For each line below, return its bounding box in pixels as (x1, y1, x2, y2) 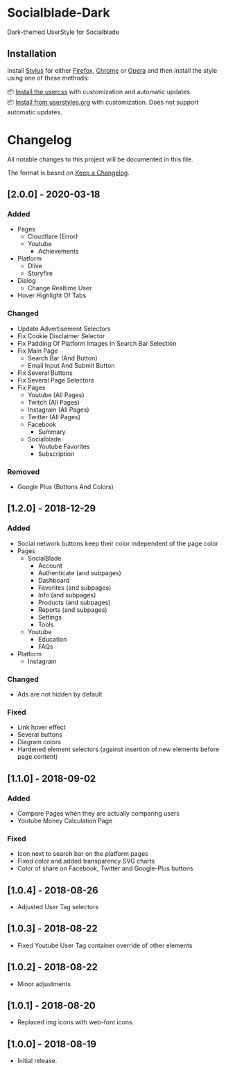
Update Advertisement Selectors (17, 324, 111, 333)
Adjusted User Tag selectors (17, 903, 99, 911)
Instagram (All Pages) (27, 405, 89, 414)
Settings (37, 613, 62, 621)
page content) (17, 753, 58, 761)
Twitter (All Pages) (27, 412, 81, 421)
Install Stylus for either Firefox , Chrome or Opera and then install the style (7, 66, 218, 74)
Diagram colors (17, 738, 61, 746)
